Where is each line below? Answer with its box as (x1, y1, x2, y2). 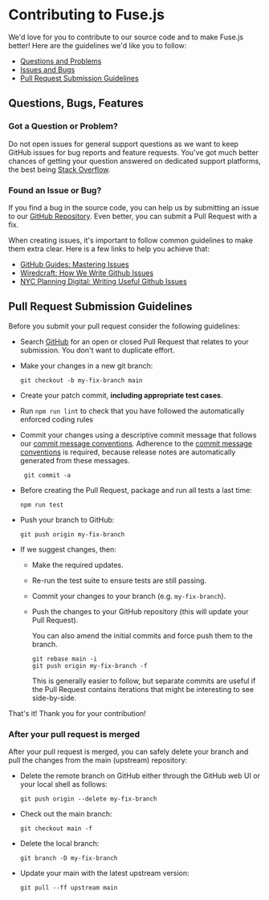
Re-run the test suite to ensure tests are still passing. (31, 576, 207, 585)
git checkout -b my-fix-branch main (19, 376, 143, 385)
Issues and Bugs (19, 64, 75, 74)
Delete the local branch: (19, 839, 100, 849)
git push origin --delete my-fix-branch (19, 795, 157, 804)
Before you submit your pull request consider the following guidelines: (8, 321, 241, 331)
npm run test (19, 500, 64, 509)
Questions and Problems (19, 56, 102, 66)
